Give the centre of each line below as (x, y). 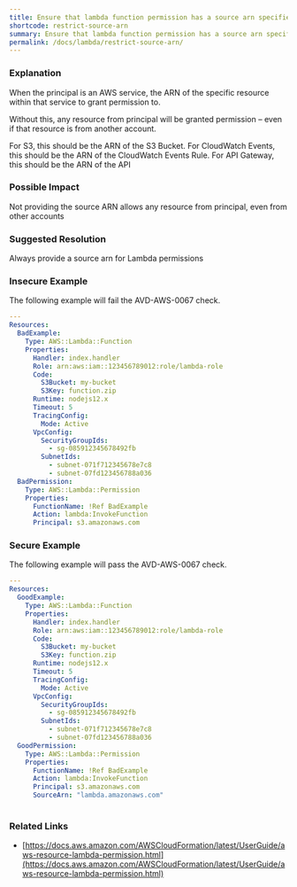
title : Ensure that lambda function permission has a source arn (132, 17)
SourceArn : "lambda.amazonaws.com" (98, 795)
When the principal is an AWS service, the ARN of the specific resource (139, 92)
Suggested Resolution (57, 238)
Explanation (35, 74)
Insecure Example (49, 282)
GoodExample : (41, 598)
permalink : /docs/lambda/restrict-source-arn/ (96, 42)
